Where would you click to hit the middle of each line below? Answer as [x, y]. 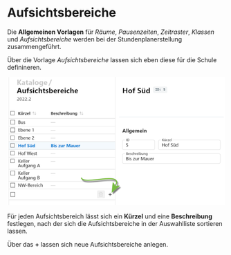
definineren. [24, 67]
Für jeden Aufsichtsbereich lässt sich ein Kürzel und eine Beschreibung [110, 216]
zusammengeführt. [34, 46]
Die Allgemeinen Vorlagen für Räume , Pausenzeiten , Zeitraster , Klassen [111, 32]
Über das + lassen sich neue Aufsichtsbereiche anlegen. [87, 245]
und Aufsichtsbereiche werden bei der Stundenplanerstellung [95, 39]
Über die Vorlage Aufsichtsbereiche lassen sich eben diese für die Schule [112, 59]
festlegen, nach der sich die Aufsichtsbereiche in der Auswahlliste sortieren [115, 224]
